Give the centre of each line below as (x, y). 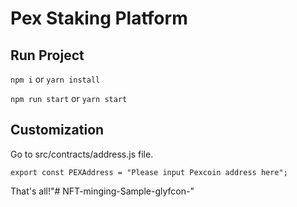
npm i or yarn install (55, 79)
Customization (57, 130)
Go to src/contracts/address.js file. (82, 154)
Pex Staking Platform (99, 18)
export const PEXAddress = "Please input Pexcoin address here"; (149, 172)
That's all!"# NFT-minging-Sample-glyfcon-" (102, 191)
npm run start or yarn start (69, 98)
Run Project (47, 55)
